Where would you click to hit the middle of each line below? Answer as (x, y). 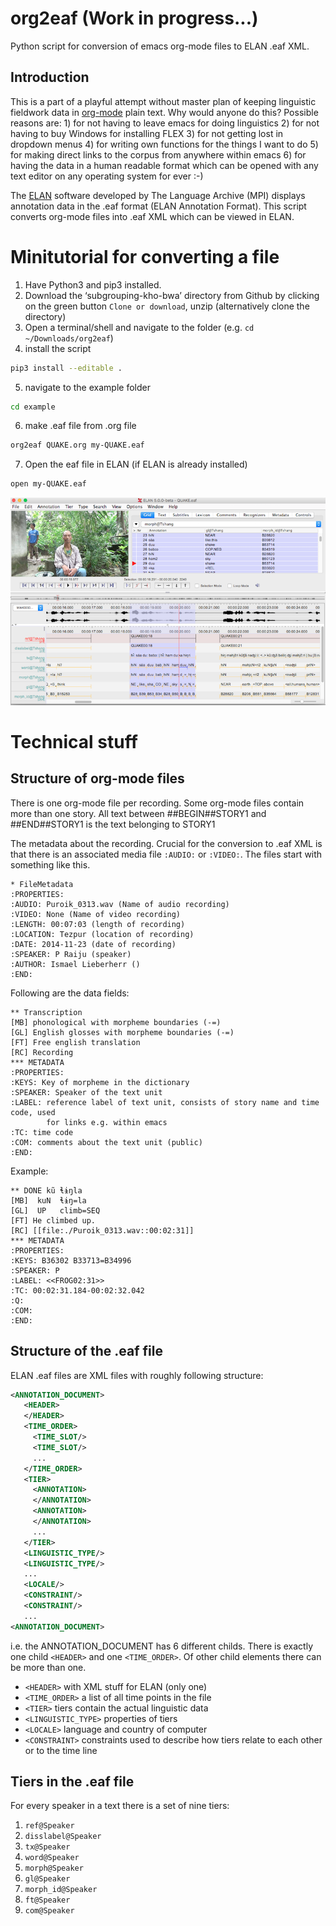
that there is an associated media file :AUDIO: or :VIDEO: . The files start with (166, 854)
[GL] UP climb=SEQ (55, 1210)
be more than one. (48, 1667)
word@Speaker (52, 1858)
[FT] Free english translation (75, 1042)
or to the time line (61, 1750)
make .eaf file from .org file (80, 426)
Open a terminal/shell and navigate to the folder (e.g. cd (139, 327)
